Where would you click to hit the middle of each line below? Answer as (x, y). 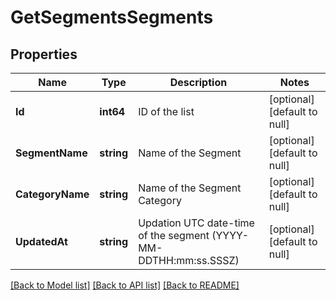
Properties (44, 54)
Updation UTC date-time (196, 223)
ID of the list (166, 111)
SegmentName (51, 153)
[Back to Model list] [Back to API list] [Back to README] (125, 285)
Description (198, 82)
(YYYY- (230, 235)
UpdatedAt (41, 241)
